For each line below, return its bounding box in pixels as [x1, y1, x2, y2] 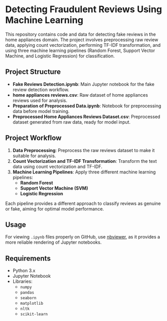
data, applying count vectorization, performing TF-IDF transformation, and [5, 42, 161, 48]
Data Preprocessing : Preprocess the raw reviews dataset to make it [12, 147, 155, 153]
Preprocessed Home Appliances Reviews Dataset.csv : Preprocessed [12, 113, 161, 120]
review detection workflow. [12, 86, 70, 93]
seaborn [20, 296, 37, 301]
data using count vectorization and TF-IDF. [12, 163, 103, 169]
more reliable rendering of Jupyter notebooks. [5, 239, 102, 245]
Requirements [5, 254, 51, 262]
